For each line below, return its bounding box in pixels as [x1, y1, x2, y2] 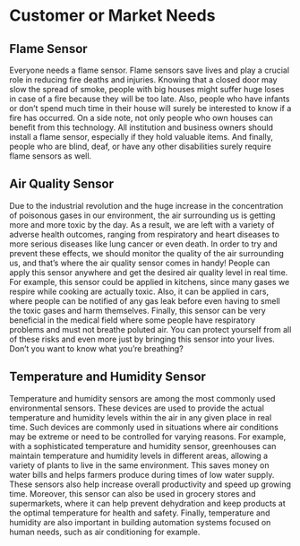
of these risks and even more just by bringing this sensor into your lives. [9, 334, 275, 344]
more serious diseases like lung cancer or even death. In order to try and [9, 238, 278, 249]
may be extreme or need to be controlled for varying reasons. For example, [9, 431, 287, 442]
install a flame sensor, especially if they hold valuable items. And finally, [9, 132, 273, 142]
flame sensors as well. [9, 151, 92, 161]
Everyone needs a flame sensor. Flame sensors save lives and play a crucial [9, 65, 289, 75]
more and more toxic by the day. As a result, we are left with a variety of [9, 219, 275, 230]
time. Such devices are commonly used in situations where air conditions [9, 421, 279, 432]
